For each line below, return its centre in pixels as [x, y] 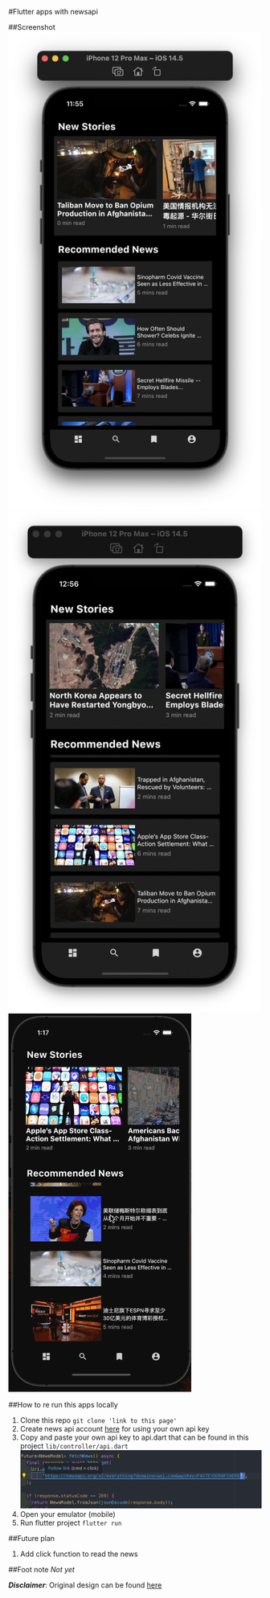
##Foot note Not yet [41, 1569]
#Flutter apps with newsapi [53, 12]
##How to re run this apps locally [63, 1404]
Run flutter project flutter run [71, 1522]
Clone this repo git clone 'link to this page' [98, 1420]
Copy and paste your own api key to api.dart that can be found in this [134, 1437]
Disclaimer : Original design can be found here [85, 1585]
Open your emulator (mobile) [68, 1514]
